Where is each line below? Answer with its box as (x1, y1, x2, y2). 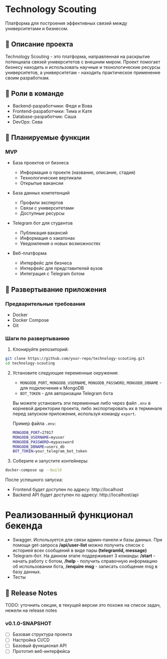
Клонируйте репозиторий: (12, 346, 69, 352)
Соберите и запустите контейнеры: (12, 458, 89, 464)
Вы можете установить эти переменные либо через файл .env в (12, 400, 151, 406)
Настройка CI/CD (12, 637, 50, 643)
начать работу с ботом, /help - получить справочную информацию (12, 558, 157, 564)
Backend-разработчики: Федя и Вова (12, 103, 93, 109)
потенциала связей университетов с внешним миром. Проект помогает (5, 59, 160, 65)
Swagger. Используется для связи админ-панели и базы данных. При (12, 537, 162, 543)
